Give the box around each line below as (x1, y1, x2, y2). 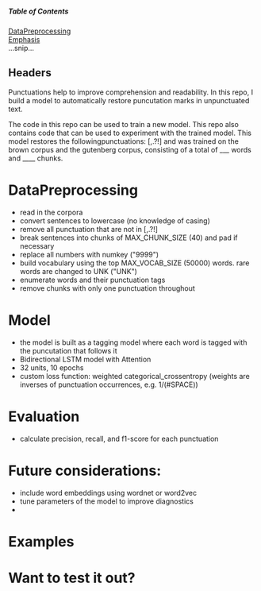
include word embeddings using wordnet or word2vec (19, 488, 197, 497)
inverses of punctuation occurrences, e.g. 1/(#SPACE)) (19, 380, 198, 389)
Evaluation (8, 408, 80, 425)
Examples (8, 532, 75, 550)
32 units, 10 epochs (19, 362, 84, 373)
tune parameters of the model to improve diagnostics (19, 496, 194, 506)
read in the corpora (19, 207, 83, 217)
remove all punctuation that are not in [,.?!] (19, 224, 159, 234)
